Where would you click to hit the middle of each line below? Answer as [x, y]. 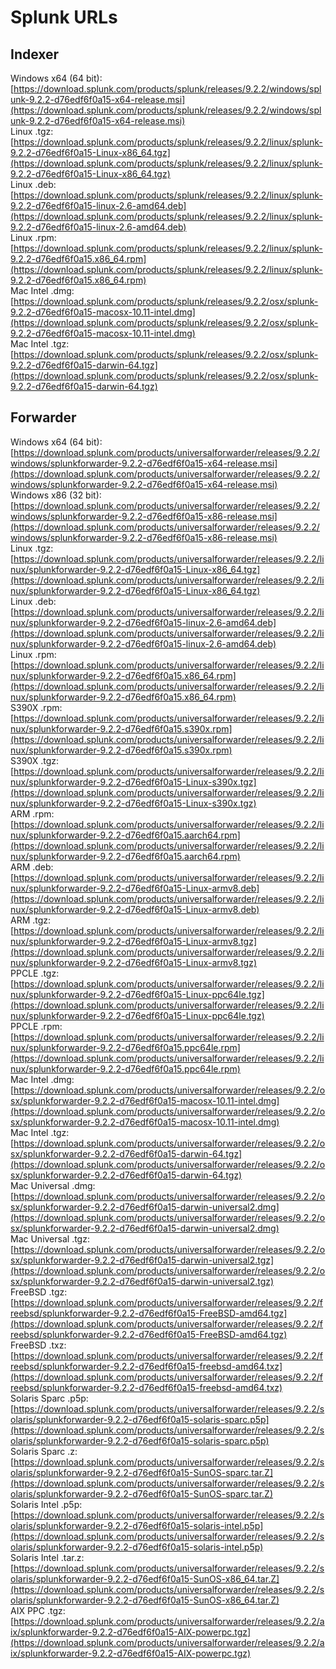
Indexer [35, 54]
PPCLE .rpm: [36, 1026]
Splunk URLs [64, 17]
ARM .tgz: [31, 920]
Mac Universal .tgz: [50, 1238]
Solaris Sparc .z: [44, 1451]
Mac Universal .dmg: [53, 1185]
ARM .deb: [32, 867]
